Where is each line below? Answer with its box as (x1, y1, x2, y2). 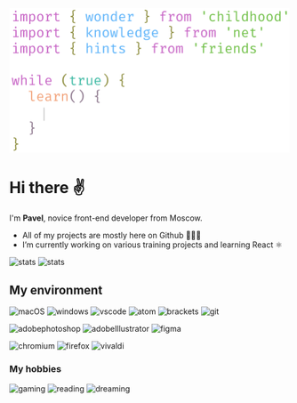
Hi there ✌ (9, 177, 85, 197)
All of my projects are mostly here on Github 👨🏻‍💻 (21, 230, 202, 241)
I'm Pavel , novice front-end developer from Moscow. (9, 213, 203, 223)
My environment (9, 282, 103, 297)
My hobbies (9, 363, 62, 375)
